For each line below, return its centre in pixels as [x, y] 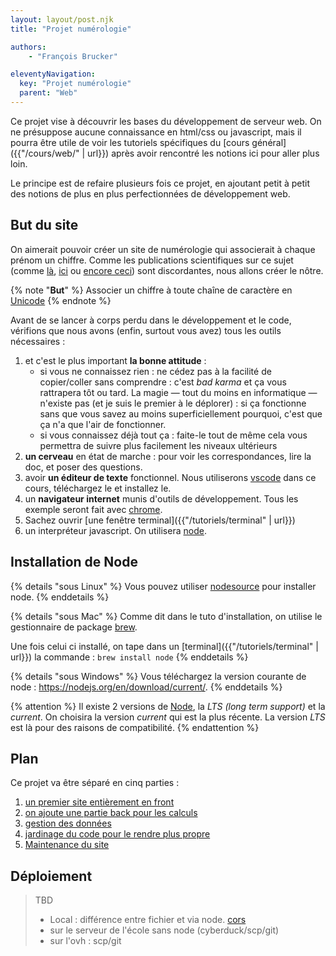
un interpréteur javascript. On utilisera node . [115, 530]
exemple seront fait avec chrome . [93, 509]
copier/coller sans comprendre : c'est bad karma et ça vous [163, 382]
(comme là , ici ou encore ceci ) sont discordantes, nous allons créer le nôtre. [167, 270]
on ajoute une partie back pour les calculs [111, 813]
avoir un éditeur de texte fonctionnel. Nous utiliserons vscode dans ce [170, 477]
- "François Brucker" [73, 56]
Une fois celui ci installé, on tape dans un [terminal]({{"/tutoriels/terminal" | [164, 646]
